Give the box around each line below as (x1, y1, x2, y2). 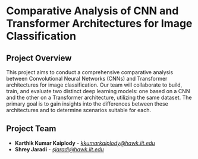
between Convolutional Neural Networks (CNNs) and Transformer (6, 75, 168, 82)
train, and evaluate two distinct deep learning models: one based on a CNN (6, 88, 190, 94)
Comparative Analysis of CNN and (6, 4, 179, 18)
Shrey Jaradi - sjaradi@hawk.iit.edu (14, 145, 104, 152)
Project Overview (6, 53, 72, 63)
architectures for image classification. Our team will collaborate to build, (6, 81, 183, 88)
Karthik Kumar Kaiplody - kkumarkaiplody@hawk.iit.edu (14, 139, 156, 147)
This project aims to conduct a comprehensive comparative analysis (6, 69, 174, 75)
